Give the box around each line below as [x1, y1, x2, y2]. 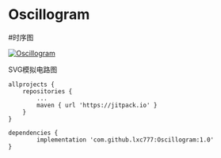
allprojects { [8, 81, 55, 88]
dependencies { [8, 129, 59, 137]
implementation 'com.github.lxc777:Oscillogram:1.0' [36, 136, 215, 144]
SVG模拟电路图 [8, 65, 58, 74]
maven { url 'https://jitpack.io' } [36, 101, 158, 109]
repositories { [22, 87, 73, 96]
